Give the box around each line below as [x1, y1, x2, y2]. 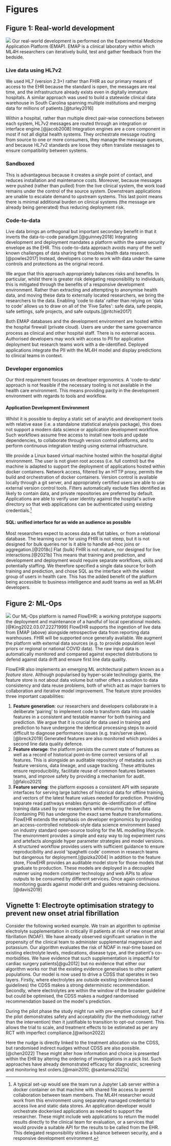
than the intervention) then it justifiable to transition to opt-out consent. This [6, 1018, 164, 1025]
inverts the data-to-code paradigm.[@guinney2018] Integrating [6, 234, 138, 240]
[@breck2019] [13, 736, 43, 742]
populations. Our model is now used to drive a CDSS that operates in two [6, 971, 159, 977]
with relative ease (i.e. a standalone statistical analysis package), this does [6, 421, 162, 427]
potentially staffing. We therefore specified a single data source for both [6, 563, 156, 569]
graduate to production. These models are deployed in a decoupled [13, 865, 154, 871]
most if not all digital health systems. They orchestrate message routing [6, 131, 156, 138]
